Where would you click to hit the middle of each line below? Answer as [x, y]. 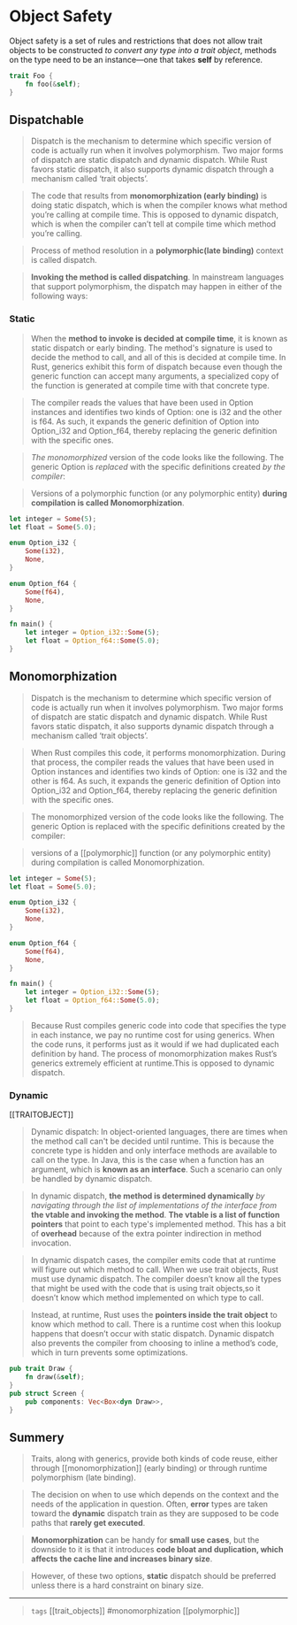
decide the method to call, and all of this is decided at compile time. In [158, 357]
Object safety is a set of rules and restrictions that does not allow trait [136, 41]
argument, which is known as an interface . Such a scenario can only [156, 1169]
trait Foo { [31, 76]
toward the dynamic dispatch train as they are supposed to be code [155, 1513]
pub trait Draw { [41, 1369]
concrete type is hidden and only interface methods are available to [154, 1151]
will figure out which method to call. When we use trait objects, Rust [154, 1270]
